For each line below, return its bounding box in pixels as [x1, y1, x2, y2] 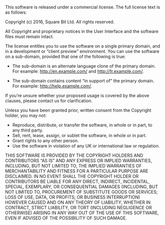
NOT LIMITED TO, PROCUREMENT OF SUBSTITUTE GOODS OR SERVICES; [5, 189, 158, 195]
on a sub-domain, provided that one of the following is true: [5, 54, 126, 59]
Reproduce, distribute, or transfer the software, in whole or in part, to [12, 122, 153, 128]
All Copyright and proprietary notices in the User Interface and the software [5, 28, 159, 34]
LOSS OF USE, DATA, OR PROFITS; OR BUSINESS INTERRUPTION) [5, 194, 140, 200]
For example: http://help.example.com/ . [12, 83, 93, 89]
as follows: [5, 9, 27, 15]
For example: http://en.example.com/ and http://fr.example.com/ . [12, 68, 144, 74]
